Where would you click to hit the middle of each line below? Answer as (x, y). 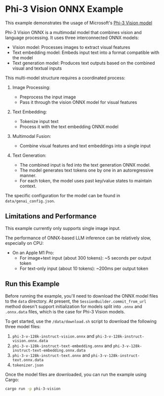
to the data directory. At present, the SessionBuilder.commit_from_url (76, 301)
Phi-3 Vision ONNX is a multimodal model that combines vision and (73, 32)
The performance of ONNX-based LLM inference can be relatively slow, (78, 238)
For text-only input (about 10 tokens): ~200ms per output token (84, 268)
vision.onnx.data (30, 341)
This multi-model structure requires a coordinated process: (65, 78)
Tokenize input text (39, 121)
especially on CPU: (24, 243)
